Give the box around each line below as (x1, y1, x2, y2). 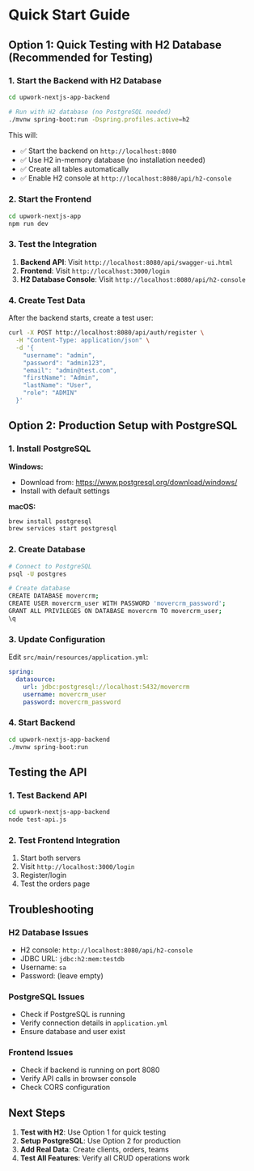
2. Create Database (8, 544, 87, 556)
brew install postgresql (8, 517, 92, 526)
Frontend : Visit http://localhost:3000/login (19, 266, 170, 275)
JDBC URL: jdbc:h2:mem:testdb (19, 953, 125, 963)
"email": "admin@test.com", (23, 366, 117, 374)
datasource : (15, 675, 57, 683)
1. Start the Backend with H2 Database (8, 75, 162, 86)
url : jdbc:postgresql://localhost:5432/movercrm (23, 683, 190, 691)
